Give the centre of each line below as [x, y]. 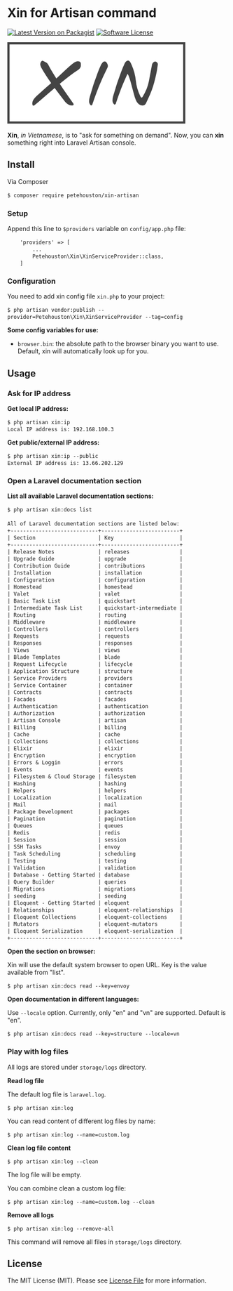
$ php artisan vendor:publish [51, 310]
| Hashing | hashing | [95, 784]
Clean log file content [39, 1148]
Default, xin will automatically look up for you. [83, 351]
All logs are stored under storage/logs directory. [77, 1067]
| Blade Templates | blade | [95, 657]
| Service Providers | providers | [95, 679]
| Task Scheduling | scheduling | [95, 854]
